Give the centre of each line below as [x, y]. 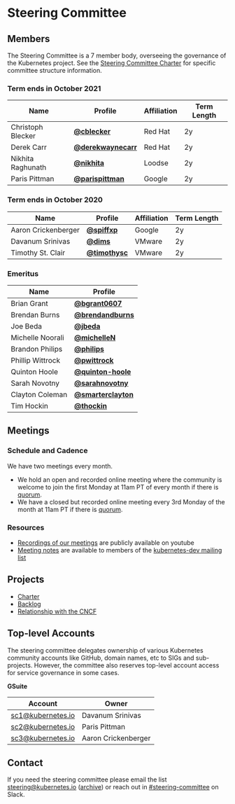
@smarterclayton [104, 394]
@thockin [90, 406]
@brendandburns [104, 314]
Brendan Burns [35, 314]
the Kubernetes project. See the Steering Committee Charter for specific [112, 63]
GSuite [17, 686]
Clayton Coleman [39, 394]
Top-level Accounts [51, 633]
